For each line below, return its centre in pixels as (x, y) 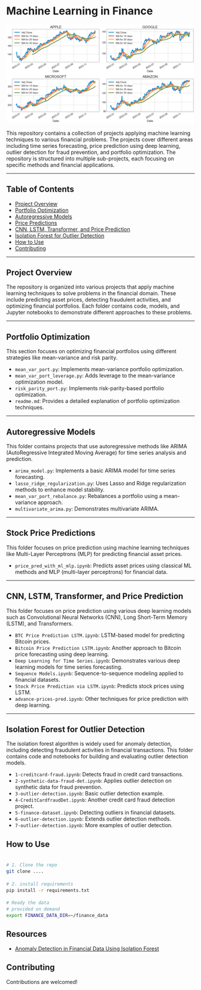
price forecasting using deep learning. (62, 654)
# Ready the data (28, 903)
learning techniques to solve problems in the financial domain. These (91, 293)
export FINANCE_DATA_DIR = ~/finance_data (57, 916)
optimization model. (39, 382)
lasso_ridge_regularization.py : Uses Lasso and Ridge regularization (100, 483)
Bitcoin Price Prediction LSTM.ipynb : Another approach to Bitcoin (98, 648)
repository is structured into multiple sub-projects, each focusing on (90, 158)
